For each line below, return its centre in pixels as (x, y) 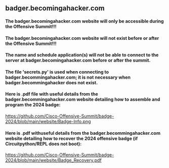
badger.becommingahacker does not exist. (52, 82)
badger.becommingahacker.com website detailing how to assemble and (83, 99)
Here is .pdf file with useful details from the (52, 94)
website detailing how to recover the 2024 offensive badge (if (72, 138)
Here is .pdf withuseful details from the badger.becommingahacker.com (83, 133)
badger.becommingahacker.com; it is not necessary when (68, 77)
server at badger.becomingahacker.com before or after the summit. (78, 61)
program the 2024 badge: (33, 105)
